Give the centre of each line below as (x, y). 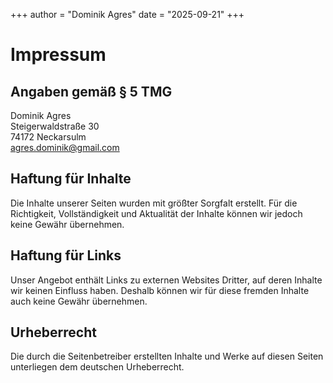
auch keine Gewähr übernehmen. (79, 301)
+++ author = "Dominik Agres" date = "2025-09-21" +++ (127, 14)
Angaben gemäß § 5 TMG (91, 91)
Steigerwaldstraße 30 (55, 126)
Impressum (58, 55)
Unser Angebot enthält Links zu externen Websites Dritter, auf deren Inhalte (166, 280)
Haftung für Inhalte (71, 179)
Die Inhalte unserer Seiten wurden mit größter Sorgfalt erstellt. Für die (154, 203)
